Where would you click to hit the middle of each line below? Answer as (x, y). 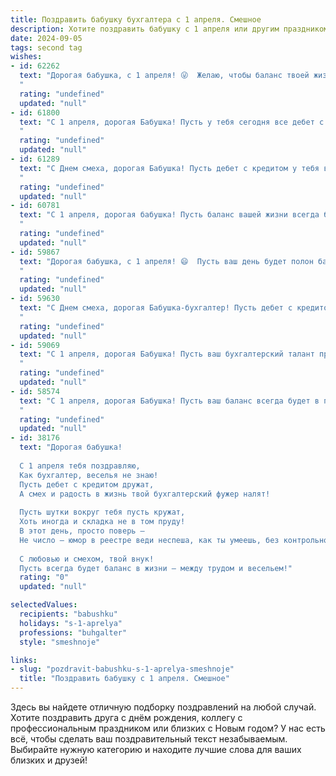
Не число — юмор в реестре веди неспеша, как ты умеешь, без (149, 540)
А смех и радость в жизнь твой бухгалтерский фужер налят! (145, 494)
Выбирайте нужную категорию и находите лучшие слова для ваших (156, 749)
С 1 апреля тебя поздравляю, (80, 466)
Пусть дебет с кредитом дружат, (87, 484)
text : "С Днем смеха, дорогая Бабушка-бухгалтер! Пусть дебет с (156, 308)
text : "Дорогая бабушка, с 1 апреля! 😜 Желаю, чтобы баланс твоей (164, 76)
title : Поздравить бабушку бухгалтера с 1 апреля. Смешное (136, 19)
